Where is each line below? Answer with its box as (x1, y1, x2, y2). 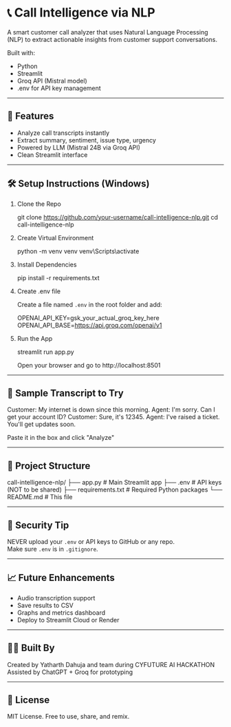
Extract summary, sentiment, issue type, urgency (16, 136, 157, 144)
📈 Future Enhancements (7, 572, 115, 584)
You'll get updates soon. (7, 420, 76, 428)
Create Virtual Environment (16, 233, 94, 242)
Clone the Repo (16, 200, 62, 208)
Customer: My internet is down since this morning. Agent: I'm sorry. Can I (7, 405, 215, 414)
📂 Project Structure (7, 460, 91, 472)
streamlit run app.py (16, 348, 74, 356)
